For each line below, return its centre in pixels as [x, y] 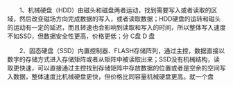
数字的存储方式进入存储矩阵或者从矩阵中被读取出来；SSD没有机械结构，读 [114, 59]
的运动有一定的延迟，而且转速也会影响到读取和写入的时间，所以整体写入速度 [116, 27]
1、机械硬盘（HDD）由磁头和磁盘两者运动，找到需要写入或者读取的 [115, 10]
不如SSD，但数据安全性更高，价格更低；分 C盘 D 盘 [81, 36]
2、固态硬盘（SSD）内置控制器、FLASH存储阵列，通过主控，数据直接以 [122, 51]
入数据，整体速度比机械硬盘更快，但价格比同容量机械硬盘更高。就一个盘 [110, 77]
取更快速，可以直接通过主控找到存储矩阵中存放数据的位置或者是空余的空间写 [116, 68]
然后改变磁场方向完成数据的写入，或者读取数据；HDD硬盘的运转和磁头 [120, 19]
